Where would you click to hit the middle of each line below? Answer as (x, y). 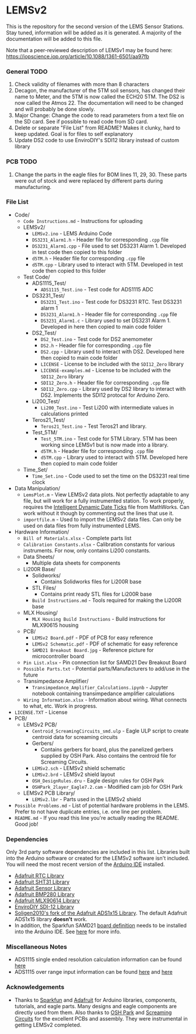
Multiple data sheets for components (76, 563)
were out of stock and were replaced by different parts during (89, 181)
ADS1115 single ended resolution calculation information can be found (98, 960)
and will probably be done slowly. (55, 109)
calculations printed (64, 414)
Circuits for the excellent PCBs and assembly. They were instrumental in (101, 1018)
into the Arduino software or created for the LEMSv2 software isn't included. (98, 858)
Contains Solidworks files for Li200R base (91, 581)
